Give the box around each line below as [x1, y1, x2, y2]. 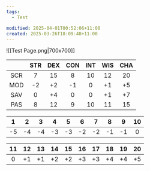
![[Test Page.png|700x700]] [6, 47, 75, 54]
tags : [6, 8, 20, 15]
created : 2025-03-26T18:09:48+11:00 [6, 30, 98, 36]
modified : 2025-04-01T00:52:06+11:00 [6, 25, 101, 31]
